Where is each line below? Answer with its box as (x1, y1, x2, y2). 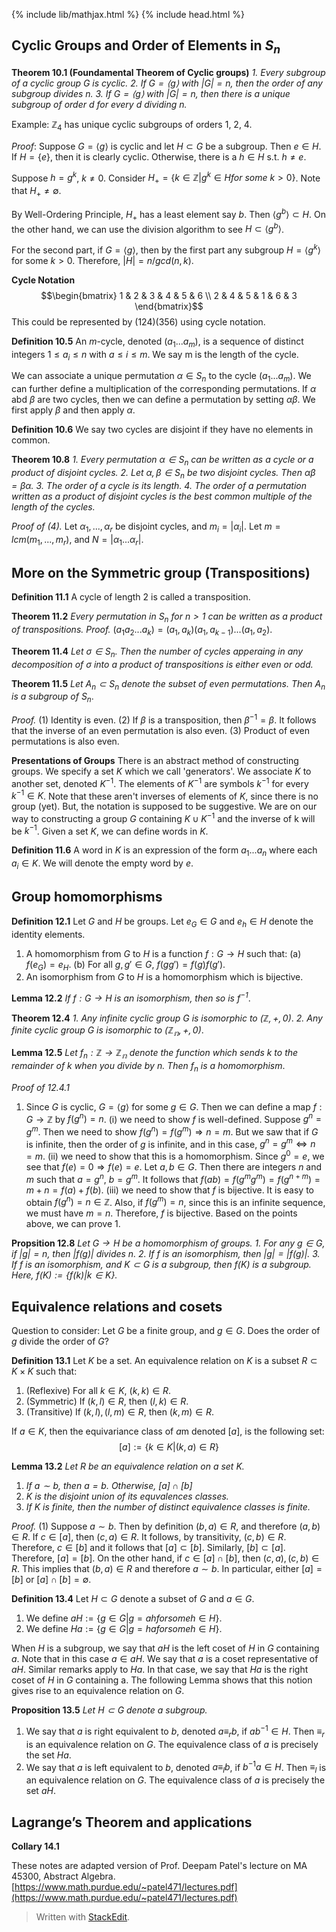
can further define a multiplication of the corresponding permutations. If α (11, 383, 317, 395)
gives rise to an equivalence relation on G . (11, 1685, 185, 1697)
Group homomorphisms (11, 889, 163, 906)
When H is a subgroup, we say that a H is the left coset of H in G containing (11, 1642, 320, 1654)
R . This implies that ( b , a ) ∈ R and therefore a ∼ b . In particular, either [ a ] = (11, 1563, 323, 1575)
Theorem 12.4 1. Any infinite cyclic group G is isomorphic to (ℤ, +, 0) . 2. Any (11, 1012, 323, 1024)
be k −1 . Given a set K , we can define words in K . (11, 823, 209, 837)
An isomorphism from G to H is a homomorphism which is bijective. (25, 971, 304, 983)
